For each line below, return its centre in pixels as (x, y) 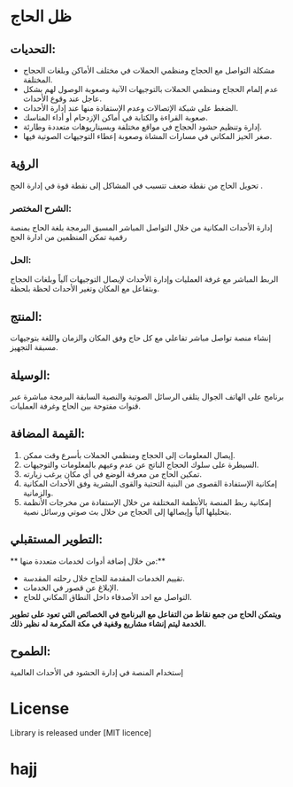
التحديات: (33, 49)
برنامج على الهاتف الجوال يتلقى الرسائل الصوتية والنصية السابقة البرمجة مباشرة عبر (147, 397)
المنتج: (26, 316)
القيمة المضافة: (47, 434)
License (40, 709)
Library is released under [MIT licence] (81, 733)
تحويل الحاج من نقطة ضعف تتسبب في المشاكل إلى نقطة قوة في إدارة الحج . (137, 185)
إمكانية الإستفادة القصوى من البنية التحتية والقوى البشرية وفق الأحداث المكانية (150, 483)
